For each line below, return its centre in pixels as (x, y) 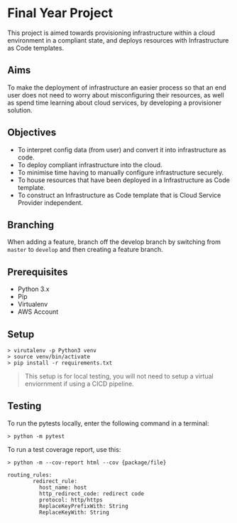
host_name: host (63, 487)
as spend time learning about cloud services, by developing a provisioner (115, 102)
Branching (31, 224)
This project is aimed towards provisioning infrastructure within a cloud (111, 33)
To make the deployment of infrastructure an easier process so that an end (117, 88)
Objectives (32, 133)
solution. (20, 110)
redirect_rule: (55, 481)
